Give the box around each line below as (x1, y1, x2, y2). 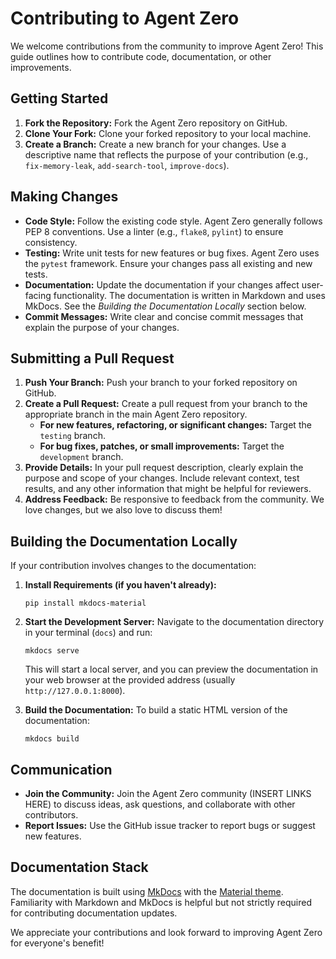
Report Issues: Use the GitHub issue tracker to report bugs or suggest (24, 820, 316, 831)
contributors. (24, 809, 79, 821)
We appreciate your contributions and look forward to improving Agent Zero (10, 926, 323, 938)
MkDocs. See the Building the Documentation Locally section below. (24, 300, 307, 312)
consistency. (24, 236, 78, 248)
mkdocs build (24, 734, 80, 744)
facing (24, 289, 52, 301)
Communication (10, 761, 113, 778)
